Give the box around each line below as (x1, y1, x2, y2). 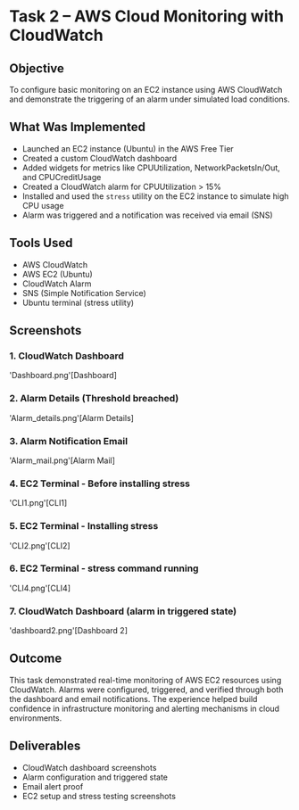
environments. (9, 712, 62, 723)
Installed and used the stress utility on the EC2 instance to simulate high (21, 190, 289, 202)
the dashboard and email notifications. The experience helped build (9, 693, 258, 704)
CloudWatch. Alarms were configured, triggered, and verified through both (9, 684, 284, 695)
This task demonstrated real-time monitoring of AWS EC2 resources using (9, 674, 282, 685)
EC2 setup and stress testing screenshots (21, 790, 177, 801)
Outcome (9, 651, 62, 666)
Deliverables (9, 739, 81, 754)
